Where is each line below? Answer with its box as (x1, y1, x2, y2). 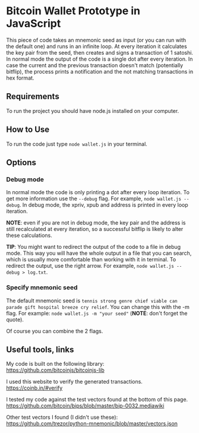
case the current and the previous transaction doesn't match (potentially (6, 61, 184, 69)
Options (6, 157, 37, 167)
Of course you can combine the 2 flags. (6, 327, 103, 334)
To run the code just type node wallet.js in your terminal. (6, 140, 147, 147)
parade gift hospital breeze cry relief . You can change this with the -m (6, 303, 190, 310)
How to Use (6, 125, 50, 135)
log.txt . (27, 268, 48, 276)
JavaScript (6, 17, 61, 30)
